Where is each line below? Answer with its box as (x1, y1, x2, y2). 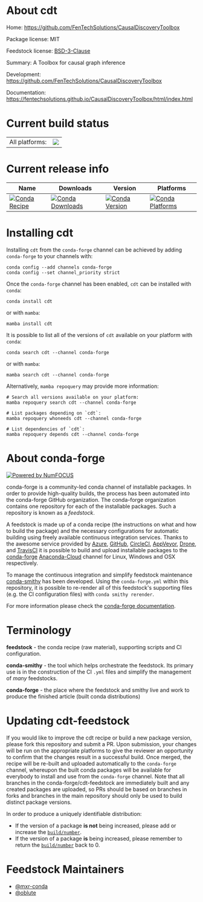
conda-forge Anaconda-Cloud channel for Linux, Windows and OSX (6, 553, 176, 560)
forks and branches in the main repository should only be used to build (6, 792, 182, 799)
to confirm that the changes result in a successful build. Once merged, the (6, 753, 192, 761)
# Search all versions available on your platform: (6, 394, 139, 400)
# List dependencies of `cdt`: (6, 426, 85, 432)
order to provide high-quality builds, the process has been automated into (6, 489, 190, 497)
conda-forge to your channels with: (6, 252, 93, 259)
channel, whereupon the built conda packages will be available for (6, 766, 171, 773)
